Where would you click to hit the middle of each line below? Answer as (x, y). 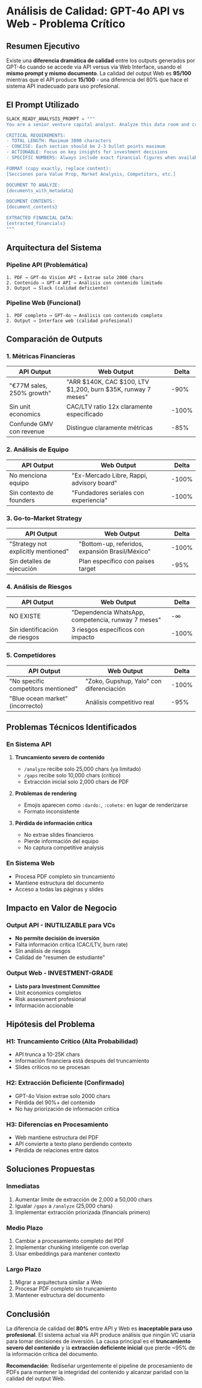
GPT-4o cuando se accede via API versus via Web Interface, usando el (94, 67)
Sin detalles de (30, 561)
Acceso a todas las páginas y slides (59, 889)
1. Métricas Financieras (41, 356)
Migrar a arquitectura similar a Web (58, 1282)
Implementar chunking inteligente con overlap (72, 1247)
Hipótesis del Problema (50, 1024)
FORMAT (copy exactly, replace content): (59, 168)
